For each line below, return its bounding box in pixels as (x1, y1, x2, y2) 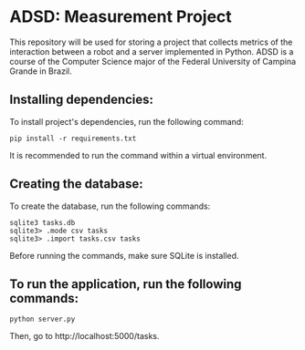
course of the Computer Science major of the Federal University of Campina (9, 56, 297, 67)
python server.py (9, 314, 76, 324)
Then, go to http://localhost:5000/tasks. (9, 331, 160, 342)
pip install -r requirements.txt (9, 134, 137, 143)
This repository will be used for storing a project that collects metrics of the (9, 36, 293, 47)
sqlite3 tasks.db (9, 218, 76, 227)
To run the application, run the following (9, 276, 242, 292)
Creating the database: (9, 176, 143, 192)
